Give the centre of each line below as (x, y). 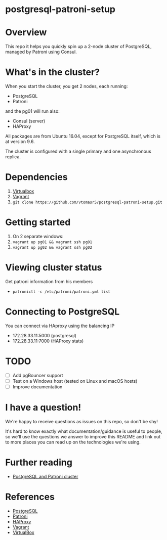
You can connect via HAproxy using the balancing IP (60, 326)
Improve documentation (37, 387)
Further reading (39, 462)
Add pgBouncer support (38, 375)
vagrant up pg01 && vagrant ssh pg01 (52, 242)
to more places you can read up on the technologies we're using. (73, 442)
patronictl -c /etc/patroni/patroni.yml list (61, 292)
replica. (13, 157)
